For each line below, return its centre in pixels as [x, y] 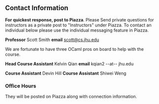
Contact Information [37, 8]
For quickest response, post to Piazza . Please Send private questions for [79, 20]
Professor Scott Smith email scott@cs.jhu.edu [52, 40]
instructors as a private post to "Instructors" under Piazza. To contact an [78, 25]
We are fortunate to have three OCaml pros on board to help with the [74, 49]
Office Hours [21, 86]
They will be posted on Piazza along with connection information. [71, 97]
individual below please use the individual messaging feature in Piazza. [77, 30]
